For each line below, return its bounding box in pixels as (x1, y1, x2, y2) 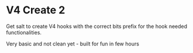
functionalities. (6, 29, 42, 36)
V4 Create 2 (6, 3, 66, 17)
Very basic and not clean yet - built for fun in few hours (6, 40, 139, 47)
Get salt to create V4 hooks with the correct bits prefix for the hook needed (6, 23, 188, 30)
